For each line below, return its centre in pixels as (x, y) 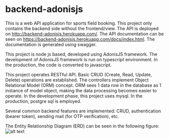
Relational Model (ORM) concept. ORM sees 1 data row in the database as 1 (83, 85)
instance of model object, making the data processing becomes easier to (81, 90)
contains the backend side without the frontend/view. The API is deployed (82, 28)
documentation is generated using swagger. (51, 44)
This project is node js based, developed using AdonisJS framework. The (81, 54)
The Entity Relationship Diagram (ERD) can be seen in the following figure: (82, 126)
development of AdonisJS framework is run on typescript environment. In (81, 59)
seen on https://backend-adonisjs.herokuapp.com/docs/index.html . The (80, 39)
